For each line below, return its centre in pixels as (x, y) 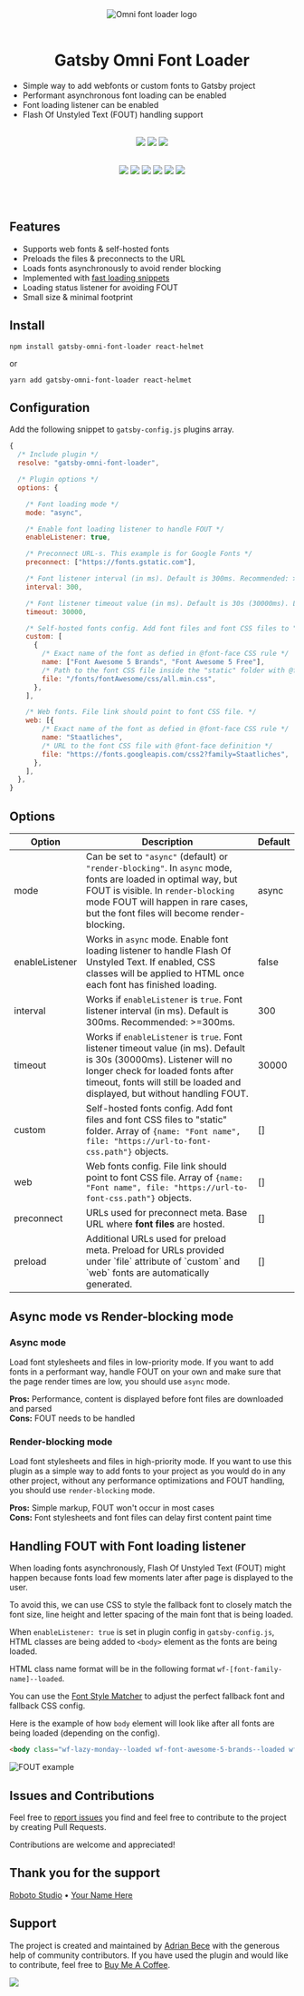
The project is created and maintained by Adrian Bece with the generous (145, 1945)
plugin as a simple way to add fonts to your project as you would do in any (148, 1471)
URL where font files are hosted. (155, 1224)
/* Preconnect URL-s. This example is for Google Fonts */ (139, 554)
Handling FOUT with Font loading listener (128, 1546)
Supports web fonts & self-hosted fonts (96, 249)
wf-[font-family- (250, 1670)
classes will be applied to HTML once (165, 974)
